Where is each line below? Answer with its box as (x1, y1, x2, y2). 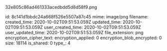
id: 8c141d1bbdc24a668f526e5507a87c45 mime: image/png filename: (5, 14, 149, 19)
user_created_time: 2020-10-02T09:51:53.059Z (44, 24, 141, 30)
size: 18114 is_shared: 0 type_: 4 (5, 40, 71, 46)
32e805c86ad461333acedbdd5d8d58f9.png (5, 4, 97, 10)
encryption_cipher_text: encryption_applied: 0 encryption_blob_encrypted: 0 (5, 35, 162, 41)
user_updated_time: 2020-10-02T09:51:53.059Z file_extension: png (5, 30, 144, 35)
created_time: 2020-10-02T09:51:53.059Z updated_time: (5, 19, 122, 25)
